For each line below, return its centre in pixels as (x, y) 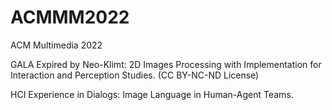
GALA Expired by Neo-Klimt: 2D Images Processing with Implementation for (166, 64)
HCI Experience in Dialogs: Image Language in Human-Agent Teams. (152, 94)
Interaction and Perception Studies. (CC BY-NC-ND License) (135, 75)
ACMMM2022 (70, 17)
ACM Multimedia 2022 (56, 45)
